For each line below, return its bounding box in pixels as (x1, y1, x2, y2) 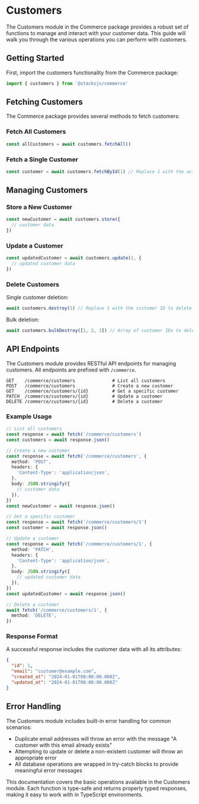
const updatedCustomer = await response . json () (6, 590, 126, 597)
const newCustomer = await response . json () (6, 503, 115, 509)
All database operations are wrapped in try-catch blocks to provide (14, 760, 179, 768)
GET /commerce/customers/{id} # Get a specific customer (6, 388, 179, 394)
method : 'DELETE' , (11, 612, 57, 619)
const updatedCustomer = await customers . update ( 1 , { (6, 255, 142, 261)
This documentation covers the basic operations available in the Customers (6, 778, 191, 786)
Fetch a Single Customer (6, 155, 79, 164)
